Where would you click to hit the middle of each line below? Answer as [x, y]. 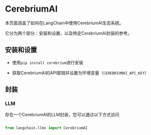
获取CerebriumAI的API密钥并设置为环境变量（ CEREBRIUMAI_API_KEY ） [80, 73]
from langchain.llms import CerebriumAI [46, 128]
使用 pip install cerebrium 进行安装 [48, 62]
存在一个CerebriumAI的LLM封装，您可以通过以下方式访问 [62, 115]
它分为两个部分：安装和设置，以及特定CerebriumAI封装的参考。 [68, 33]
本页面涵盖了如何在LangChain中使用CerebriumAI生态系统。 [64, 23]
